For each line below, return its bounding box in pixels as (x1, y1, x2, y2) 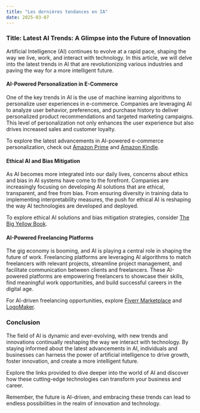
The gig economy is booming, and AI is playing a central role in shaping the (6, 247, 192, 254)
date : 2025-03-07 (6, 14, 50, 20)
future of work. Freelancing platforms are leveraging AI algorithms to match (6, 254, 192, 261)
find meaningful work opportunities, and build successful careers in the (6, 279, 182, 286)
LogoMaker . (6, 303, 36, 311)
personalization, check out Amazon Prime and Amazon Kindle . (6, 144, 160, 150)
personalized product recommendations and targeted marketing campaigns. (6, 113, 194, 120)
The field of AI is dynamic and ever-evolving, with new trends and (6, 332, 168, 339)
